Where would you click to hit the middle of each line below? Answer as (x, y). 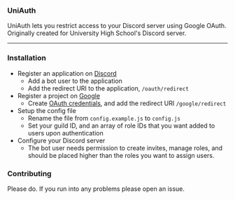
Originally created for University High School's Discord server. (97, 33)
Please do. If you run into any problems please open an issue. (96, 189)
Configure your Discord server (61, 140)
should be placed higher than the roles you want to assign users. (121, 155)
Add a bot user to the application (75, 81)
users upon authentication (65, 133)
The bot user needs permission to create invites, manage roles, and (125, 148)
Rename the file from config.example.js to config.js (104, 118)
